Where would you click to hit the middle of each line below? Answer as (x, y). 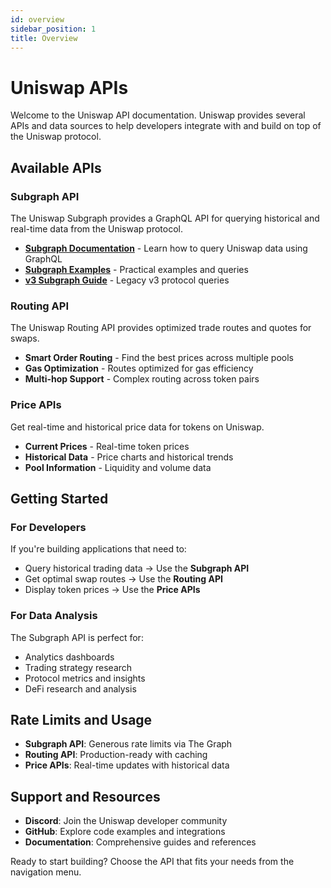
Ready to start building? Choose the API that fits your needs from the (152, 862)
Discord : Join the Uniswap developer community (126, 821)
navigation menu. (46, 872)
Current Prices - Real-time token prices (107, 446)
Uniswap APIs (69, 87)
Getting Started (59, 498)
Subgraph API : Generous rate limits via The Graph (128, 744)
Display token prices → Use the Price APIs (112, 590)
